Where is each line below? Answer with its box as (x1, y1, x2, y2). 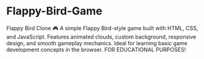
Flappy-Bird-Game (6, 4, 103, 18)
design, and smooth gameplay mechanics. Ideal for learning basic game (6, 39, 188, 46)
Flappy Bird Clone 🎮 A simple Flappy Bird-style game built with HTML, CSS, (6, 24, 199, 31)
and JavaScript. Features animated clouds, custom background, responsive (6, 33, 197, 40)
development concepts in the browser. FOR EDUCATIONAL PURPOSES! (6, 46, 186, 53)
